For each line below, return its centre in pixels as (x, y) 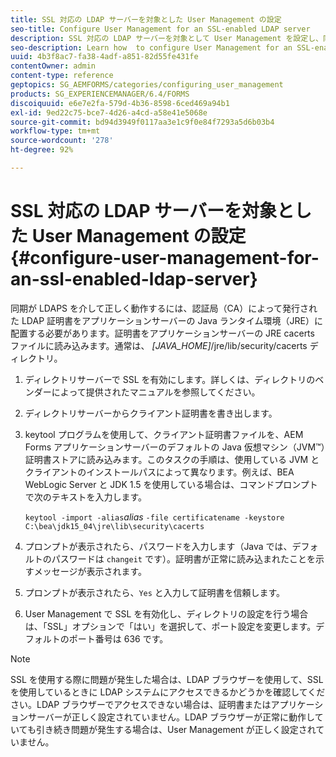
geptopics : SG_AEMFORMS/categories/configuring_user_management (147, 85)
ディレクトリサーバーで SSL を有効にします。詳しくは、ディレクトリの (170, 379)
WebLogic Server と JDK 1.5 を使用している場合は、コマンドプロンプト (171, 484)
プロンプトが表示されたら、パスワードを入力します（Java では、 (158, 546)
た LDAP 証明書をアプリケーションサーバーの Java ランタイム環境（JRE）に (166, 320)
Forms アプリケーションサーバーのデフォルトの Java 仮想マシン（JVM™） (175, 447)
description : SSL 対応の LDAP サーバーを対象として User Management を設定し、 (166, 38)
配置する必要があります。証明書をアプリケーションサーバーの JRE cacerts (162, 333)
